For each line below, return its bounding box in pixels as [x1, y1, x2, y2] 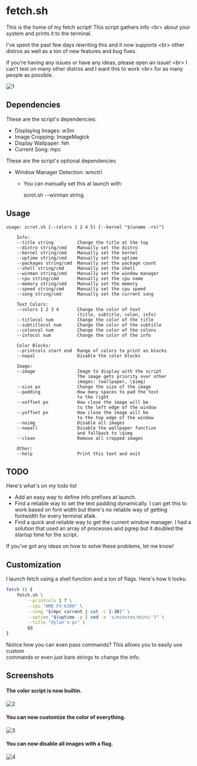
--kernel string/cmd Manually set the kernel [16, 250, 138, 256]
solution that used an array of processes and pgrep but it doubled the [14, 525, 183, 532]
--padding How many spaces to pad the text [16, 389, 159, 395]
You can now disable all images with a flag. [6, 740, 113, 747]
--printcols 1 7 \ [27, 598, 72, 603]
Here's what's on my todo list [6, 482, 77, 489]
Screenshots [6, 671, 54, 681]
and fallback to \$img [77, 430, 133, 436]
